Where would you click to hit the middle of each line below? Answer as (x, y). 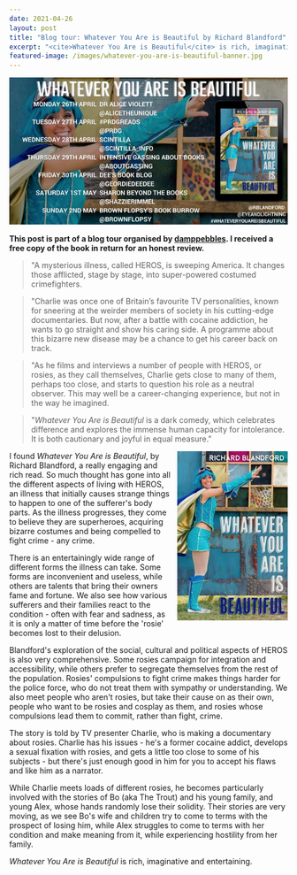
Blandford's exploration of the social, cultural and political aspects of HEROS (148, 650)
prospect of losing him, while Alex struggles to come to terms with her (137, 825)
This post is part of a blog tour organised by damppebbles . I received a (141, 239)
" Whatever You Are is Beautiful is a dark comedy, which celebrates (153, 420)
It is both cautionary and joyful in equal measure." (121, 439)
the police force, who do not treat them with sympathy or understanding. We (148, 688)
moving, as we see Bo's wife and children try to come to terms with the (138, 816)
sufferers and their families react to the (80, 605)
